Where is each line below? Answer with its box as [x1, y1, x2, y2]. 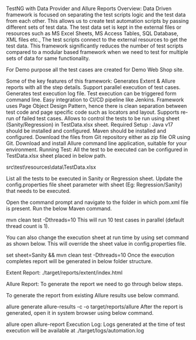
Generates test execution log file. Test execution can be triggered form [6, 90, 177, 97]
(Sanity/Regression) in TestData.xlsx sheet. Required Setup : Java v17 [6, 121, 174, 128]
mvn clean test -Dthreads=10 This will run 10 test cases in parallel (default [6, 216, 184, 223]
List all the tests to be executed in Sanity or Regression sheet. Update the [6, 175, 183, 182]
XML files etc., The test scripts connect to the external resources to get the [6, 36, 187, 43]
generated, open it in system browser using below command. [6, 310, 154, 316]
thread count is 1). [6, 223, 50, 229]
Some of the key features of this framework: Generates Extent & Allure [6, 77, 176, 84]
